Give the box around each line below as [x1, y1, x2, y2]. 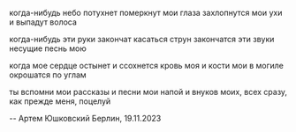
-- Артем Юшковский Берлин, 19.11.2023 [9, 114, 162, 123]
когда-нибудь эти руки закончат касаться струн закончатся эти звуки [9, 34, 275, 44]
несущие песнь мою [9, 43, 87, 54]
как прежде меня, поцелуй [9, 96, 111, 106]
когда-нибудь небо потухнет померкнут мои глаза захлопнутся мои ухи [9, 8, 283, 18]
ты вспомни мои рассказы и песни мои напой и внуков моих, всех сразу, [9, 87, 288, 97]
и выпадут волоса [9, 17, 78, 27]
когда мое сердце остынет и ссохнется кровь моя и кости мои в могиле [9, 61, 285, 70]
